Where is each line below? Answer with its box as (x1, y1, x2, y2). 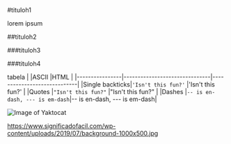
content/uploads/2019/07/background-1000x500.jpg (7, 129, 159, 137)
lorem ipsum (7, 19, 43, 27)
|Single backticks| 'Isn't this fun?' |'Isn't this (81, 80, 216, 89)
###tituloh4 (7, 60, 41, 68)
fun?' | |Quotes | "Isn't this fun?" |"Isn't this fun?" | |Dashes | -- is (7, 88, 203, 96)
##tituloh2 (7, 33, 37, 41)
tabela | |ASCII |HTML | (7, 73, 74, 81)
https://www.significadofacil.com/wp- (7, 122, 116, 130)
